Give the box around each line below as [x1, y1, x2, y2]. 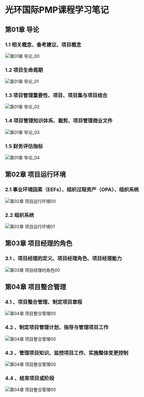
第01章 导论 [5, 25, 40, 34]
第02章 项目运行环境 [5, 170, 66, 179]
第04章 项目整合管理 [5, 283, 66, 291]
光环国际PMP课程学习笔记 [5, 4, 109, 16]
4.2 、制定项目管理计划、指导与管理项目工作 [5, 324, 109, 331]
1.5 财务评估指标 [5, 142, 43, 149]
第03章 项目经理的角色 [5, 239, 73, 248]
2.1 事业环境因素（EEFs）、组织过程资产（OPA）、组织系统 [5, 186, 139, 193]
